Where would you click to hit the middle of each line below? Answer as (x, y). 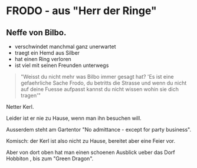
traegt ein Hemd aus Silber (47, 53)
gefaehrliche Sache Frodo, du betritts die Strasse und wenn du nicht (104, 83)
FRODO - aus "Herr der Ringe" (82, 11)
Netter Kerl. (20, 107)
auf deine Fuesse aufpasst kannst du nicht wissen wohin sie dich (99, 89)
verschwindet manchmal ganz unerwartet (65, 46)
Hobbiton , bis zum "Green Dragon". (50, 159)
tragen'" (31, 95)
